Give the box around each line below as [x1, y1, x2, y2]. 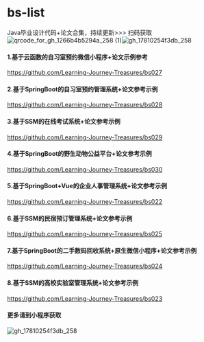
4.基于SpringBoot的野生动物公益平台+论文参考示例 [7, 150, 152, 158]
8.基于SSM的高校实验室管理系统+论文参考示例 [7, 278, 139, 286]
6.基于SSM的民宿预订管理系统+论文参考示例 [7, 214, 133, 223]
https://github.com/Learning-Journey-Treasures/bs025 [7, 230, 163, 238]
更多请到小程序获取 [7, 311, 62, 319]
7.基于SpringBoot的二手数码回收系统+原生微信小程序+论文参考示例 [7, 246, 197, 255]
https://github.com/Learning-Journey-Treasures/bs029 [7, 133, 163, 141]
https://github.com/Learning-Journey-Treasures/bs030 [7, 165, 163, 173]
